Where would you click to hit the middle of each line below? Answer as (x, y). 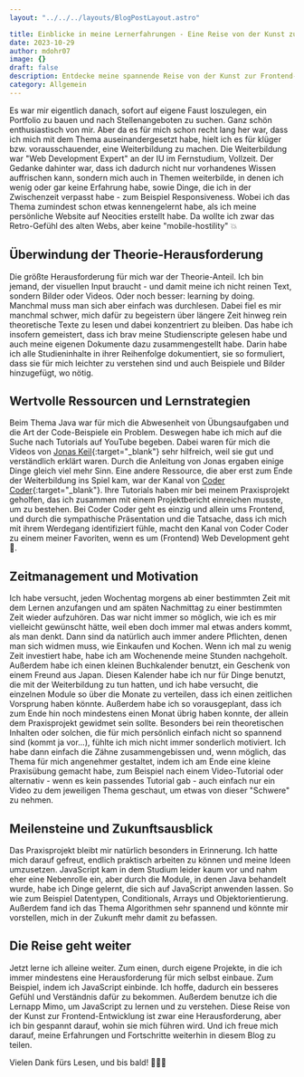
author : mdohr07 (40, 51)
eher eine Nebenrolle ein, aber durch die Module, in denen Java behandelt (148, 879)
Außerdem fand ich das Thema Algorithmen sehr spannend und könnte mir (149, 908)
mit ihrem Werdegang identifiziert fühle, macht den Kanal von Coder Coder (149, 529)
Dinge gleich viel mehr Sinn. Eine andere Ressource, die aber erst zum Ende (151, 471)
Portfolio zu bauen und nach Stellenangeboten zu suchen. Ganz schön (141, 119)
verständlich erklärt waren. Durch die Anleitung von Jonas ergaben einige (147, 462)
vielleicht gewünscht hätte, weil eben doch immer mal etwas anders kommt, (151, 627)
